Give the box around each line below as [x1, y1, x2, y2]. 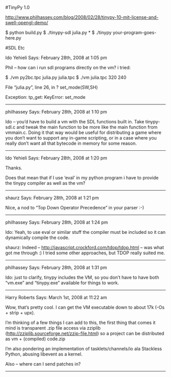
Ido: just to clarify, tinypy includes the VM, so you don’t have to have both [5, 275, 159, 280]
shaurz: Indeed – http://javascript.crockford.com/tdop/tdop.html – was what [5, 245, 164, 250]
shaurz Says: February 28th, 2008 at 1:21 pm [5, 195, 99, 201]
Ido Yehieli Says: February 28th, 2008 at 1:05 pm [5, 55, 107, 61]
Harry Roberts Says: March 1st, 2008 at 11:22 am [5, 294, 107, 300]
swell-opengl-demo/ [5, 20, 48, 25]
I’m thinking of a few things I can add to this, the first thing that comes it [5, 319, 156, 326]
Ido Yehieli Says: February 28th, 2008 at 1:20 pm [5, 155, 107, 161]
